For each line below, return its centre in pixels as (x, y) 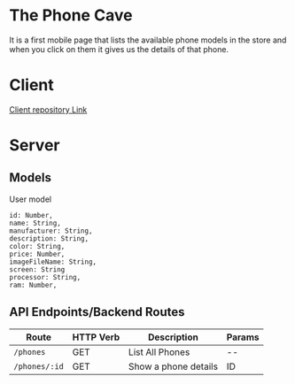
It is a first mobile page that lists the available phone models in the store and (148, 40)
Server (35, 146)
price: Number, (37, 254)
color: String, (37, 246)
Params (243, 337)
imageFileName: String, (53, 262)
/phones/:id (39, 366)
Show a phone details (173, 366)
